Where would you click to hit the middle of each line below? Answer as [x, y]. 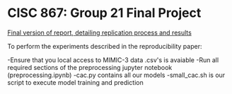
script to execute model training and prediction [75, 82]
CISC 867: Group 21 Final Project [104, 13]
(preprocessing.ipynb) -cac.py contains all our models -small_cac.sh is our [116, 75]
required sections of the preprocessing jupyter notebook [90, 67]
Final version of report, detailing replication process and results [100, 33]
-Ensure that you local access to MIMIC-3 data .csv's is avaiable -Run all [113, 60]
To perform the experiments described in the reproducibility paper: [105, 46]
